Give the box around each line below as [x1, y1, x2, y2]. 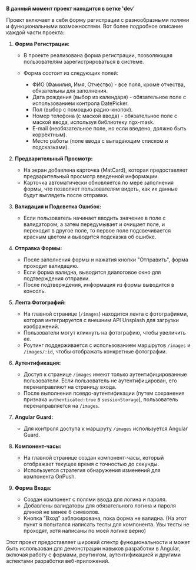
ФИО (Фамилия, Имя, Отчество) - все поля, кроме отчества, [32, 81, 185, 88]
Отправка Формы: [14, 245, 62, 251]
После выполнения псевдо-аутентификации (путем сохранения [23, 389, 185, 397]
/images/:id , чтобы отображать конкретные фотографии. [23, 348, 167, 355]
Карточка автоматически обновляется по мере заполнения [23, 179, 174, 186]
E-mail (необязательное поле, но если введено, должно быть [32, 125, 187, 132]
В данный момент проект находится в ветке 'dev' [6, 5, 135, 12]
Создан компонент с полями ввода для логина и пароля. [23, 496, 167, 503]
